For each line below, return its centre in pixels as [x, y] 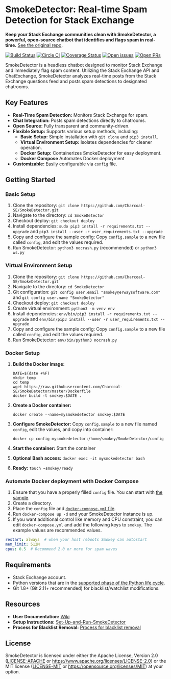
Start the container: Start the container [54, 448]
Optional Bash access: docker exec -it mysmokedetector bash [79, 458]
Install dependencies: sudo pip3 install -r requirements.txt [78, 226]
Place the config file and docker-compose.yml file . [64, 509]
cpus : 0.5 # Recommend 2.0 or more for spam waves [61, 549]
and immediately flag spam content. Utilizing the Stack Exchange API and [82, 70]
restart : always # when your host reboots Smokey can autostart [76, 540]
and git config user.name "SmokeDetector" [58, 297]
